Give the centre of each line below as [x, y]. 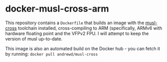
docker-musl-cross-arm [57, 9]
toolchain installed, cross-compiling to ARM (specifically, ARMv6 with [90, 28]
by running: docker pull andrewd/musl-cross [52, 54]
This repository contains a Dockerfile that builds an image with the [75, 23]
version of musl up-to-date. [34, 39]
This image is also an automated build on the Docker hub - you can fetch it [83, 48]
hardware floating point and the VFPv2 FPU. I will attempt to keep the [77, 33]
